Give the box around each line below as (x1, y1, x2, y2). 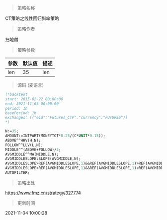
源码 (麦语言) (17, 82, 44, 88)
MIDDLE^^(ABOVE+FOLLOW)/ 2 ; (5, 147, 61, 152)
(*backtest (5, 92, 28, 97)
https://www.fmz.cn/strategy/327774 (5, 190, 81, 196)
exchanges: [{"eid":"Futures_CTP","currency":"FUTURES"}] (5, 115, 128, 120)
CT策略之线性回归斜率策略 (5, 15, 60, 21)
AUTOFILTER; (5, 170, 30, 175)
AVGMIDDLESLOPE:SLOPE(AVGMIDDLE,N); (5, 156, 81, 161)
